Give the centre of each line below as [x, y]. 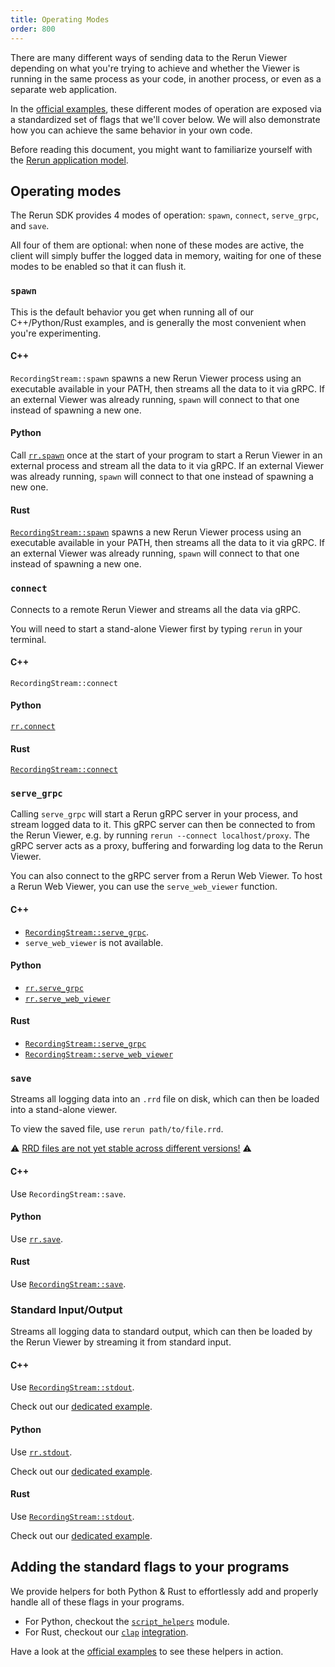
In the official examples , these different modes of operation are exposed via [166, 108]
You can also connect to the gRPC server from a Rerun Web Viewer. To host [166, 876]
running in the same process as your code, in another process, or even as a [166, 78]
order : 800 [33, 29]
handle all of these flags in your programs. [97, 1602]
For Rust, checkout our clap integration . [106, 1632]
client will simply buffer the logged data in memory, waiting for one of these [166, 256]
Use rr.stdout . [41, 1452]
